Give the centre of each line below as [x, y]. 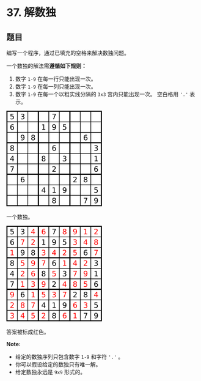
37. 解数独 [31, 13]
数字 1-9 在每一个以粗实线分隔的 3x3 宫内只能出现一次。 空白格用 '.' [101, 94]
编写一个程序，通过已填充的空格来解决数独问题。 [68, 53]
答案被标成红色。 [28, 332]
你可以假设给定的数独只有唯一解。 [58, 364]
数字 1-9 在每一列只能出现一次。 [56, 87]
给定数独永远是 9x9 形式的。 [50, 372]
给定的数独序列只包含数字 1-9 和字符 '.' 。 [69, 357]
